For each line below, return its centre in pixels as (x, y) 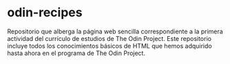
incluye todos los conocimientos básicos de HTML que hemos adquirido (109, 46)
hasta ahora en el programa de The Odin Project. (76, 53)
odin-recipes (45, 13)
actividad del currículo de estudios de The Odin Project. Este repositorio (109, 38)
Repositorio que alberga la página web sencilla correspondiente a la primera (115, 31)
